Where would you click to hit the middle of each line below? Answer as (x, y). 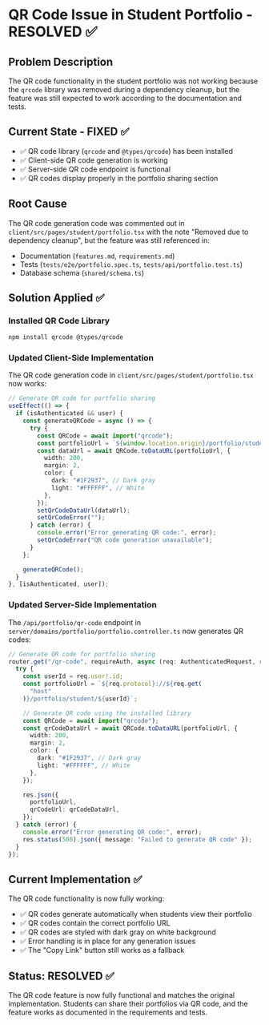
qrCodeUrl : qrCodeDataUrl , (74, 810)
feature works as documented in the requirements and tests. (108, 1012)
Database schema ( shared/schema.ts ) (82, 272)
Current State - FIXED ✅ (69, 132)
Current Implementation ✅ (75, 879)
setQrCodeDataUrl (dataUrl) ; (84, 510)
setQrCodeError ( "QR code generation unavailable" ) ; (125, 540)
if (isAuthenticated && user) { (70, 414)
